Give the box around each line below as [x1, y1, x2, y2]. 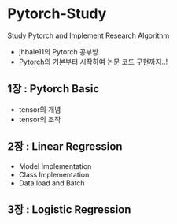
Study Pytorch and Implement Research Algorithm [7, 31, 170, 40]
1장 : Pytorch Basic [7, 82, 100, 95]
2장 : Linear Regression [7, 140, 123, 154]
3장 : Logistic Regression [7, 203, 131, 216]
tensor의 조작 [18, 114, 61, 124]
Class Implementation [18, 170, 90, 179]
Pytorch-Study [7, 5, 107, 23]
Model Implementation [18, 161, 92, 170]
